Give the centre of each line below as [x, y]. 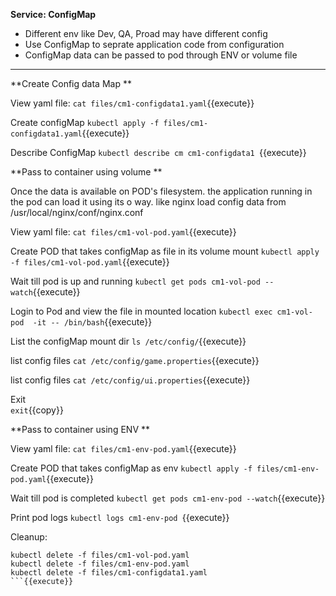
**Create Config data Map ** [71, 83]
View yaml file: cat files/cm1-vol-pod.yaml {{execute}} [123, 232]
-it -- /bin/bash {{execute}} [92, 322]
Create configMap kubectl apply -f [85, 122]
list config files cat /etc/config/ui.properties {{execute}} [130, 380]
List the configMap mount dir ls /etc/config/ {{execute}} [128, 341]
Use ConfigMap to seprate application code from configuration [154, 44]
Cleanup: [29, 537]
